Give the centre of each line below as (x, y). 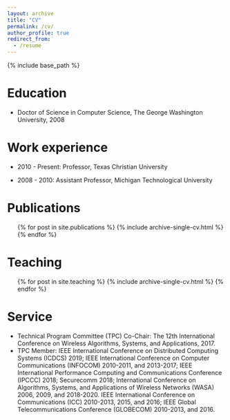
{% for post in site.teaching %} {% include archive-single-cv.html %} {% (121, 281)
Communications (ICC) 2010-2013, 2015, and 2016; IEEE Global (107, 402)
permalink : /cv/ (30, 26)
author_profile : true (38, 33)
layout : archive (30, 13)
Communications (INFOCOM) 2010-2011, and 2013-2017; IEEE (105, 365)
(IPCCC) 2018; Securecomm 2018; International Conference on (106, 380)
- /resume (27, 46)
